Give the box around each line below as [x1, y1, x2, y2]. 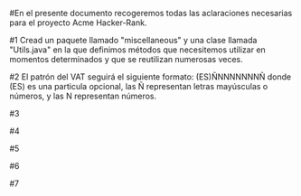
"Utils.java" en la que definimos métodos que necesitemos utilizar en [9, 44, 267, 55]
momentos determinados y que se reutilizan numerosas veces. [9, 54, 244, 64]
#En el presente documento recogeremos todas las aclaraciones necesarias [9, 8, 293, 18]
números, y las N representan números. [9, 90, 156, 101]
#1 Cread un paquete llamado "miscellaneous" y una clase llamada [9, 35, 258, 45]
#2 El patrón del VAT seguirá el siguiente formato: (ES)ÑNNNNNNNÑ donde [9, 71, 292, 82]
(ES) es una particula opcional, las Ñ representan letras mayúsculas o [9, 81, 268, 91]
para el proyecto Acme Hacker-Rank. [9, 17, 147, 28]
